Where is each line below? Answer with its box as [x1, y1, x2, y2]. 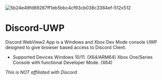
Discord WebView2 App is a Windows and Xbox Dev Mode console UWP [5, 39, 157, 45]
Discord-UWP [5, 23, 65, 34]
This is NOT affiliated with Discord [5, 69, 77, 75]
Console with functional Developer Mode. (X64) [12, 59, 113, 65]
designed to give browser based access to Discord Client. [5, 44, 126, 50]
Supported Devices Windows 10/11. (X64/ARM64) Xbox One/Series [12, 54, 153, 60]
